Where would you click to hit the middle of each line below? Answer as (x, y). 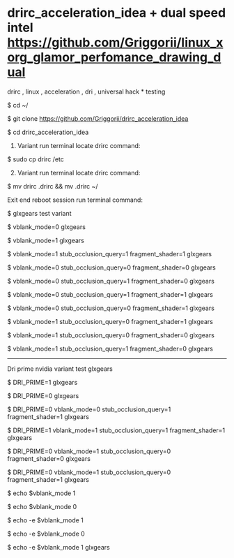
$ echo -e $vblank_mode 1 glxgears (58, 547)
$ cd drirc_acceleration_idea (48, 132)
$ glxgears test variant (39, 213)
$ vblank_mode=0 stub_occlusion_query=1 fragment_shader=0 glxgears (111, 281)
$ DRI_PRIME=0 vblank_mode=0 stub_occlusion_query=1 (89, 409)
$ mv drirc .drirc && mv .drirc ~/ (53, 186)
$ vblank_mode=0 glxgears (46, 227)
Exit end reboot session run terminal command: (75, 200)
